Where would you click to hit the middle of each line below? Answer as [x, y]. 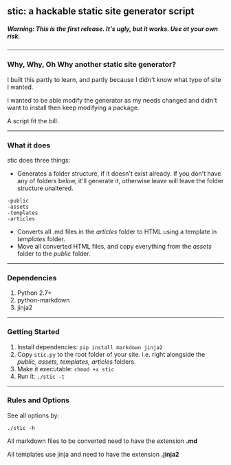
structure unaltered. [45, 188]
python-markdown [43, 300]
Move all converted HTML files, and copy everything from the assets [114, 246]
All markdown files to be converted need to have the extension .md [102, 441]
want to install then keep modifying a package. [73, 107]
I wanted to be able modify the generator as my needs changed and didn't [112, 100]
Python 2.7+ [34, 293]
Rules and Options [38, 400]
